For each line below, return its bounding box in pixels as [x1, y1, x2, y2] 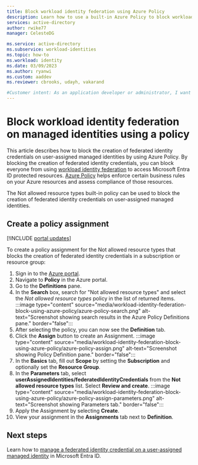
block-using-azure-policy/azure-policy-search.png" [15, 307, 141, 314]
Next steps [6, 430, 48, 440]
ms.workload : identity [6, 57, 62, 63]
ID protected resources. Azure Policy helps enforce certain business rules [6, 171, 186, 179]
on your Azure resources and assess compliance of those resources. [6, 178, 174, 185]
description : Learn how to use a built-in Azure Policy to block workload [6, 14, 194, 20]
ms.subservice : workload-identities [6, 46, 96, 53]
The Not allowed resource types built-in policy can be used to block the [6, 189, 180, 197]
